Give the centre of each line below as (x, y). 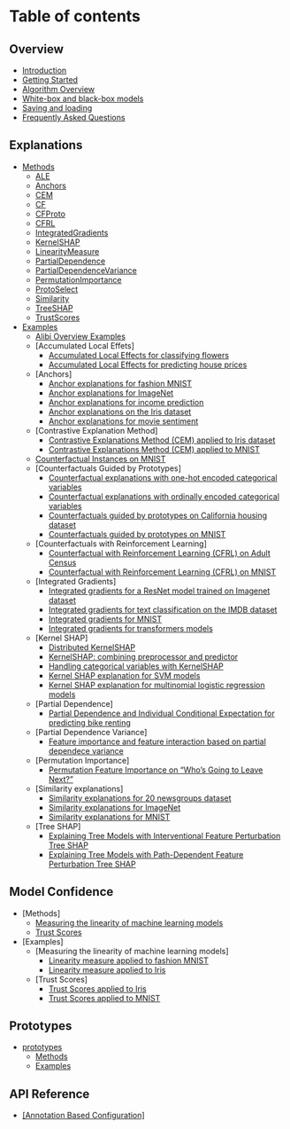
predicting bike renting (89, 722)
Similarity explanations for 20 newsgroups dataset (140, 798)
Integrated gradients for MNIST (105, 619)
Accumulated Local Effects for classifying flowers (139, 355)
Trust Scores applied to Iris (98, 988)
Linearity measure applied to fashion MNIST (129, 960)
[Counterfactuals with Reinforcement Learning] (121, 544)
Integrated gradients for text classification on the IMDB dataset (163, 609)
